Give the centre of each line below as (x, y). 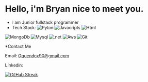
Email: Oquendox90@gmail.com (37, 56)
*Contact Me (18, 46)
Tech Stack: (24, 27)
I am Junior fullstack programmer (45, 22)
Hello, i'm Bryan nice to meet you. (74, 9)
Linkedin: (14, 65)
